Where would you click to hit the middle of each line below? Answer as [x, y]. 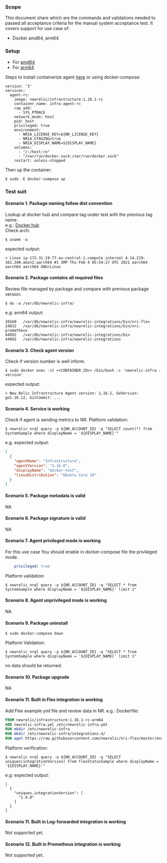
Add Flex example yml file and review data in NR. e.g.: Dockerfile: [72, 711]
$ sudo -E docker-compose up [35, 179]
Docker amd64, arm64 [36, 38]
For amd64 [24, 62]
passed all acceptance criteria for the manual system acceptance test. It [79, 23]
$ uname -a [16, 239]
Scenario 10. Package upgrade [37, 677]
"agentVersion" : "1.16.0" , [42, 466]
